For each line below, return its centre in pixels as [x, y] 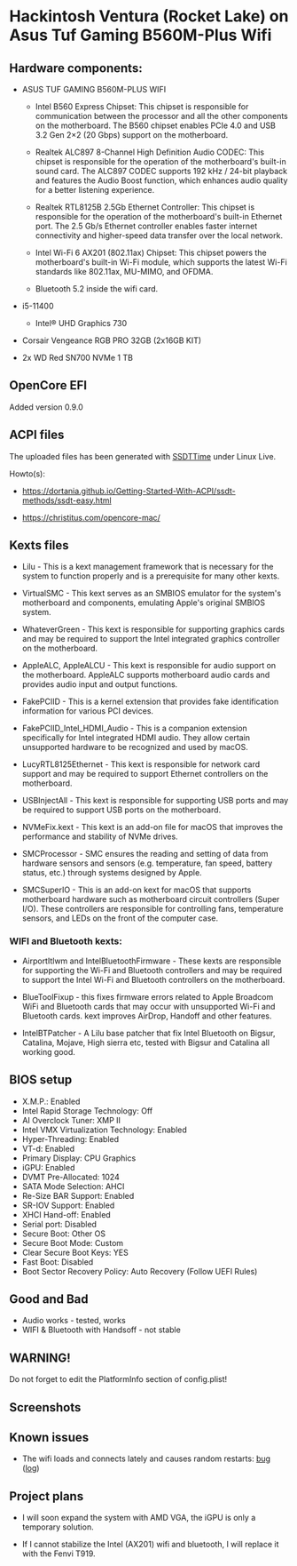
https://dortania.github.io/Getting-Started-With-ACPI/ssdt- [129, 491]
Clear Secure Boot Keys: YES [75, 1252]
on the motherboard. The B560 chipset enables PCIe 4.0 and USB [156, 125]
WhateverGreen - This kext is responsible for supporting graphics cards [153, 629]
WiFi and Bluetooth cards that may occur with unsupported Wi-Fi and [148, 1006]
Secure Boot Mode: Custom [73, 1242]
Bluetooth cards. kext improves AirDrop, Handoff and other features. [147, 1016]
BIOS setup [41, 1080]
